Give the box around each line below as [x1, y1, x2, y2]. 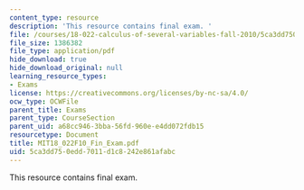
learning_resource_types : [9, 72, 107, 81]
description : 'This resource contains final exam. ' [9, 22, 213, 31]
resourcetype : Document [9, 131, 100, 140]
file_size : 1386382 [9, 38, 83, 48]
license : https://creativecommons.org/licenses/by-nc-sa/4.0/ [9, 88, 249, 97]
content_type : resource [9, 13, 100, 23]
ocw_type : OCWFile [9, 96, 79, 106]
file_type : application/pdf [9, 47, 116, 56]
